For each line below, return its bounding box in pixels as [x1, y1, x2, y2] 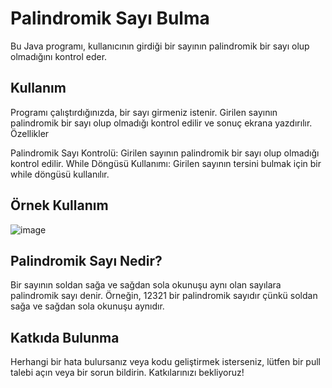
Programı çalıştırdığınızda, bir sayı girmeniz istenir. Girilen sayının [10, 106, 278, 118]
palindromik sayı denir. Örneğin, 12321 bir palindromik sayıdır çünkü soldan [10, 290, 318, 302]
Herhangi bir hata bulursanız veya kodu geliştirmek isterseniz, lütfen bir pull [10, 356, 321, 368]
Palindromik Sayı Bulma [10, 7, 210, 30]
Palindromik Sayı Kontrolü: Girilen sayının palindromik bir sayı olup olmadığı [10, 147, 320, 159]
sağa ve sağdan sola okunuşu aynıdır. [10, 300, 165, 312]
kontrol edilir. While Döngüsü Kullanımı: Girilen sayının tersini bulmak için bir [10, 157, 322, 169]
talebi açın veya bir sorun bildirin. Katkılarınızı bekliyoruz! [10, 367, 245, 379]
